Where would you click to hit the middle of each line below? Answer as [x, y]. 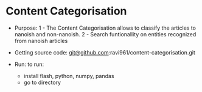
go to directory [42, 82]
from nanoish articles [41, 41]
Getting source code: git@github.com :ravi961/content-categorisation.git [105, 52]
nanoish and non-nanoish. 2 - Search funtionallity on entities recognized [105, 34]
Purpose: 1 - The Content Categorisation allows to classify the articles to [105, 28]
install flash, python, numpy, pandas [69, 76]
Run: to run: [29, 64]
